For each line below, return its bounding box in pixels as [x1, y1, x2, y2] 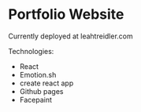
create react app [19, 78, 74, 88]
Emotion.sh [19, 70, 57, 79]
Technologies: [8, 46, 54, 56]
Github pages [19, 86, 64, 96]
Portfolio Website [8, 5, 124, 23]
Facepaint [19, 95, 53, 104]
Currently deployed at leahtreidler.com [8, 31, 133, 41]
